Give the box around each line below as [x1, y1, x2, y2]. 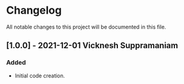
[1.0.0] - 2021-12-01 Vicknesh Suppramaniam [6, 41, 179, 51]
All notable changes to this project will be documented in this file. [6, 23, 167, 30]
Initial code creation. [14, 72, 66, 79]
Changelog [6, 4, 62, 17]
